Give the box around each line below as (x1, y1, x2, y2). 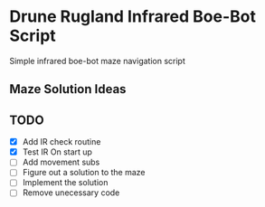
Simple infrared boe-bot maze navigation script (9, 55, 185, 66)
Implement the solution (22, 177, 109, 188)
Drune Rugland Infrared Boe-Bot (9, 6, 256, 27)
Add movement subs (22, 156, 100, 168)
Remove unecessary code (22, 187, 120, 198)
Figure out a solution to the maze (22, 167, 147, 178)
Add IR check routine (22, 136, 101, 147)
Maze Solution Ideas (9, 81, 127, 97)
